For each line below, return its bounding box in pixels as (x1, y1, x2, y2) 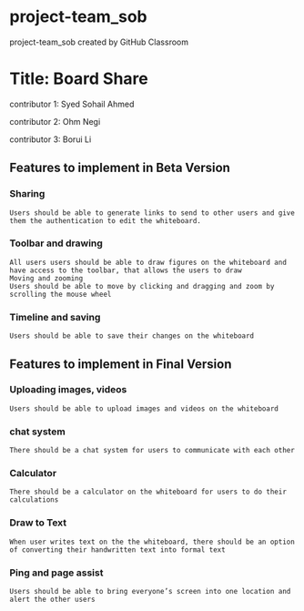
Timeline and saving (9, 311, 101, 323)
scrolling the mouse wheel (9, 290, 112, 299)
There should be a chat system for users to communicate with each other (9, 446, 296, 455)
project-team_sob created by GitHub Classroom (9, 36, 189, 47)
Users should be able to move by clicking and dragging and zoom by (9, 281, 275, 290)
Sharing (9, 188, 46, 200)
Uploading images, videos (9, 383, 127, 396)
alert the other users (9, 595, 96, 605)
